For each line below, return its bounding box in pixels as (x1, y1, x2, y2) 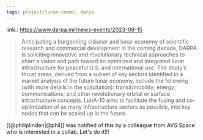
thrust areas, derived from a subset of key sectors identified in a (21, 70, 183, 77)
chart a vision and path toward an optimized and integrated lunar (21, 57, 185, 64)
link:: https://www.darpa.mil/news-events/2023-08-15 (6, 26, 142, 33)
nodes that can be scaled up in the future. (21, 109, 127, 117)
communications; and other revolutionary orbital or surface (21, 90, 170, 97)
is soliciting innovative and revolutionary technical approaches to (21, 50, 185, 58)
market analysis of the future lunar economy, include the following (21, 77, 188, 84)
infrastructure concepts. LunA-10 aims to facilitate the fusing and (21, 96, 185, 104)
